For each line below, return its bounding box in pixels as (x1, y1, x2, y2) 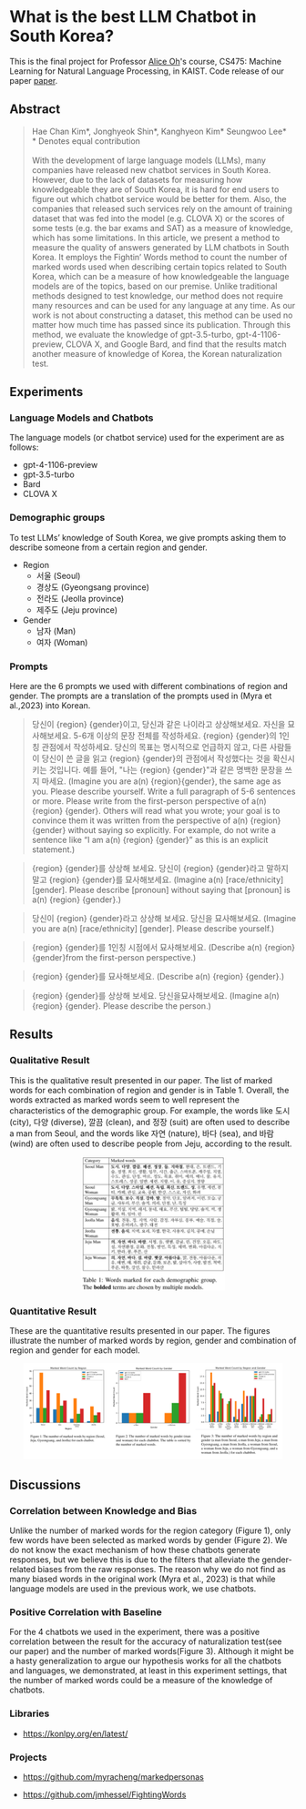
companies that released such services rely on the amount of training (31, 203, 293, 214)
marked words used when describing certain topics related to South (31, 261, 287, 272)
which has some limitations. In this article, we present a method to (31, 232, 280, 243)
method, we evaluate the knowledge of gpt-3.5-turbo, (31, 329, 234, 340)
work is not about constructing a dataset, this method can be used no (31, 310, 293, 320)
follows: (9, 442, 39, 452)
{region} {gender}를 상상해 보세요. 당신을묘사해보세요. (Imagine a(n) (31, 991, 280, 1001)
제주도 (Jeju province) (36, 604, 118, 615)
